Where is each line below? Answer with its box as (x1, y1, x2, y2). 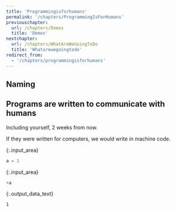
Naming (6, 79, 36, 89)
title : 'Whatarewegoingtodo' (11, 47, 82, 53)
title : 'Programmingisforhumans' (6, 8, 88, 15)
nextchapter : (6, 36, 38, 42)
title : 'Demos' (11, 30, 49, 36)
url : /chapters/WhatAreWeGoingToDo (11, 42, 98, 47)
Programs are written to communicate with (6, 99, 165, 109)
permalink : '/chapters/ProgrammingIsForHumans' (6, 14, 125, 20)
